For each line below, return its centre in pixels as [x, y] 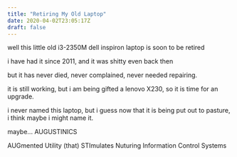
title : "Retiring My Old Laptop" [57, 14]
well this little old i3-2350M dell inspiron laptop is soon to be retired [106, 48]
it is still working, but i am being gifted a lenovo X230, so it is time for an [113, 89]
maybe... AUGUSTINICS [42, 132]
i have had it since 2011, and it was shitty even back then [90, 61]
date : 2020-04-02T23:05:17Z [49, 21]
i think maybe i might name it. [51, 118]
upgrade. [21, 96]
